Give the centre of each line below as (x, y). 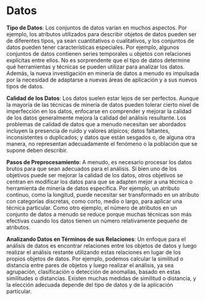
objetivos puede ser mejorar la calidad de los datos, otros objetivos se (95, 175)
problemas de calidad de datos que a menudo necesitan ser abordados (96, 124)
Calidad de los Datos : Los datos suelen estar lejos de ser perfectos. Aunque (102, 98)
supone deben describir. (37, 150)
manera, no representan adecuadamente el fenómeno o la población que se (102, 143)
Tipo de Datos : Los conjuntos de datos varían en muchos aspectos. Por (97, 28)
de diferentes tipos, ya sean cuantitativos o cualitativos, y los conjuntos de (100, 40)
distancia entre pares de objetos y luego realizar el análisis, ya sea (90, 265)
